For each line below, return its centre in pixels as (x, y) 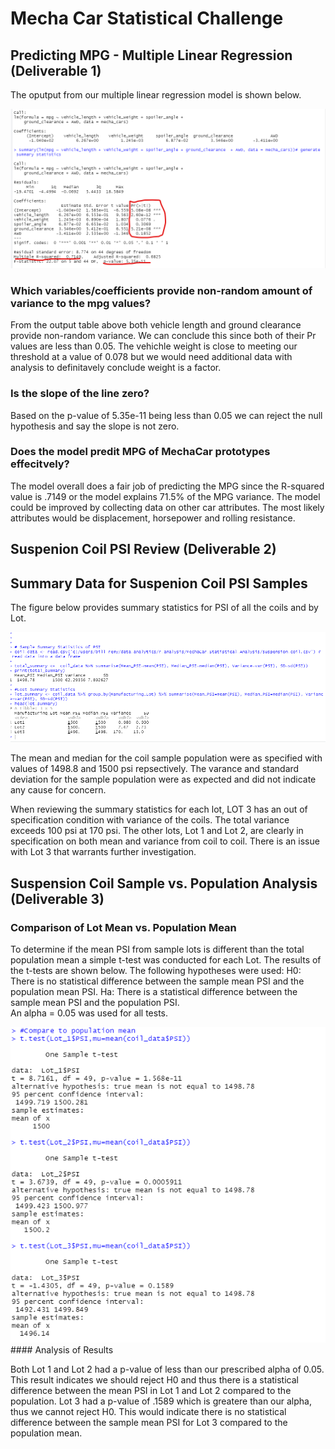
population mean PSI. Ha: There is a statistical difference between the (154, 992)
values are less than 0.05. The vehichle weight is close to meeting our (154, 346)
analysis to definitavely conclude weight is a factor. (116, 368)
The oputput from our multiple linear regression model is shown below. (156, 95)
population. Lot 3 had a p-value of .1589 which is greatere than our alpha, (161, 1401)
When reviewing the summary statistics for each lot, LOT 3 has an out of (159, 809)
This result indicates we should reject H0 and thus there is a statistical (154, 1379)
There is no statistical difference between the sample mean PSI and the (157, 981)
